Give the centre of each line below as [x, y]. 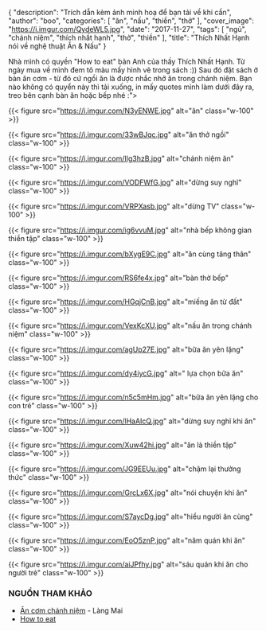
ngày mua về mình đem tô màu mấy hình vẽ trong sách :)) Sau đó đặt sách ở [133, 70]
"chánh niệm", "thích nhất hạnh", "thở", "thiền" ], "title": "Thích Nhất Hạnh [129, 37]
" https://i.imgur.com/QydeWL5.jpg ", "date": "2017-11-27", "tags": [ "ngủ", [127, 29]
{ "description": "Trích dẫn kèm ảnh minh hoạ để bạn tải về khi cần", [120, 12]
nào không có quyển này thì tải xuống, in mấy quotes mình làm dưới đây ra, [131, 87]
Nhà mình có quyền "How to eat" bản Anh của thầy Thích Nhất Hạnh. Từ [127, 61]
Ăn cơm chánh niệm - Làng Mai [71, 611]
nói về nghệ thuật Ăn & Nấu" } [57, 46]
